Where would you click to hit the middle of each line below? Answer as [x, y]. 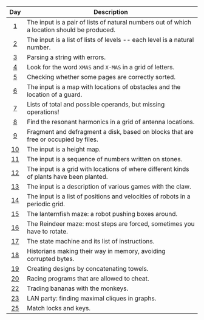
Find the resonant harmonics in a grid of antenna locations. [111, 122]
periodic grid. [46, 204]
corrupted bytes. [51, 259]
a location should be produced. [71, 30]
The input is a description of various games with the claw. [109, 186]
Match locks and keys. [59, 308]
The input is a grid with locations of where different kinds [108, 169]
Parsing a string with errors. [66, 57]
